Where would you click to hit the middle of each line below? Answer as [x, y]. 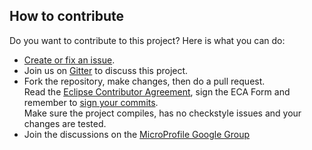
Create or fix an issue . [69, 60]
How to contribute [67, 16]
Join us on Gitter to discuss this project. [106, 70]
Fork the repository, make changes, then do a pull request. [144, 81]
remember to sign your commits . [91, 102]
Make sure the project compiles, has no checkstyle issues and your [162, 113]
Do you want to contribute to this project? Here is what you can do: [147, 40]
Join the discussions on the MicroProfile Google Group [137, 134]
